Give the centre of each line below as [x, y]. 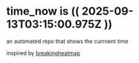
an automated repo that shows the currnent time [67, 41]
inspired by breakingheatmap [43, 53]
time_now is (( [43, 11]
